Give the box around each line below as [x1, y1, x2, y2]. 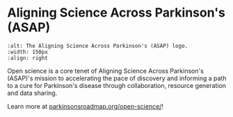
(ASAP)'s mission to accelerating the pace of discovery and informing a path [7, 74, 227, 82]
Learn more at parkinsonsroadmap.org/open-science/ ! [7, 102, 163, 110]
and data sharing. [7, 89, 58, 97]
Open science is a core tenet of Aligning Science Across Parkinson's [7, 66, 204, 75]
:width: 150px [7, 48, 49, 55]
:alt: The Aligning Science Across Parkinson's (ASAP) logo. [7, 42, 188, 49]
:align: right [7, 54, 49, 62]
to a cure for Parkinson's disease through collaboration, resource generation [7, 81, 227, 89]
